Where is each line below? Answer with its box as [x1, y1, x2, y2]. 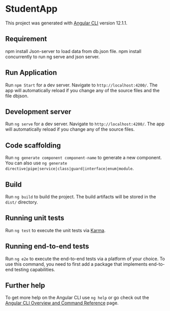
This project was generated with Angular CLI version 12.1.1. [5, 20, 128, 26]
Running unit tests [5, 214, 64, 222]
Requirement [5, 35, 47, 43]
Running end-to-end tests [5, 242, 89, 251]
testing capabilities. [14, 266, 55, 272]
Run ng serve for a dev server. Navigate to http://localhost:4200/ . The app [5, 121, 165, 127]
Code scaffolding [5, 141, 61, 150]
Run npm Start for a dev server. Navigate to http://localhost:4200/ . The [5, 82, 158, 88]
